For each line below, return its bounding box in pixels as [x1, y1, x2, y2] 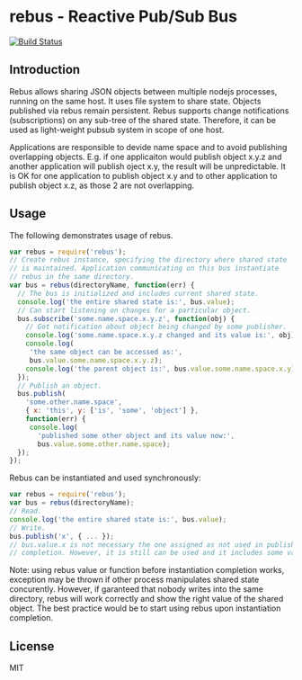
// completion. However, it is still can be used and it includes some [9, 549, 283, 558]
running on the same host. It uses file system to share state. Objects [9, 95, 262, 106]
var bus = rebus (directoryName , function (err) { [9, 281, 195, 290]
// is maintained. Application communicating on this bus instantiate [9, 264, 280, 273]
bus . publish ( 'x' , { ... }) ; [9, 532, 115, 541]
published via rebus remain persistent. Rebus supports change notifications [9, 105, 289, 116]
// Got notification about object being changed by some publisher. [25, 322, 288, 332]
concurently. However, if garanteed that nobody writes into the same [9, 584, 263, 595]
